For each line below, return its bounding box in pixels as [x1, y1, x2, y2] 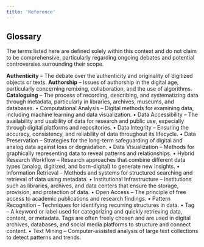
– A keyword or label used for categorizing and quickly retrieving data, [6, 208, 183, 215]
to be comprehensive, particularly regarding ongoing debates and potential [6, 54, 195, 61]
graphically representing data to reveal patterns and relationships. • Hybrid [6, 150, 195, 157]
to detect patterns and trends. [6, 234, 82, 241]
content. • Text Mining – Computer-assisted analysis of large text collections [6, 228, 199, 235]
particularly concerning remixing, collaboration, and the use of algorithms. [6, 85, 192, 92]
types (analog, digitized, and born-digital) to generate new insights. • [6, 162, 180, 170]
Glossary [6, 32, 41, 42]
